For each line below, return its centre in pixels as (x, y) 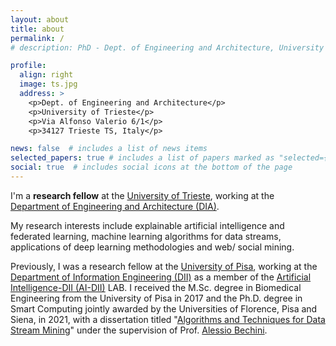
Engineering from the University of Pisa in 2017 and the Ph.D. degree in (156, 298)
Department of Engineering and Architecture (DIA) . (115, 206)
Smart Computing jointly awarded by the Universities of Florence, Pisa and (164, 308)
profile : (28, 66)
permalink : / (37, 38)
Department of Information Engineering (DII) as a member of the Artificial (161, 277)
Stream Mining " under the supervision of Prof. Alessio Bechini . (139, 330)
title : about (37, 29)
